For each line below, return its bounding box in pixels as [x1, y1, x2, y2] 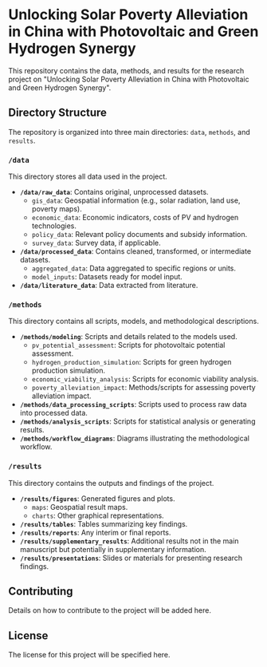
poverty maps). [31, 204, 82, 214]
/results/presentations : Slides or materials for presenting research [19, 553, 243, 562]
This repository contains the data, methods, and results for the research [8, 65, 245, 75]
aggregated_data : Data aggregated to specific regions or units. [31, 263, 237, 273]
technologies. [31, 221, 77, 231]
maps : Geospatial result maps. [31, 502, 128, 511]
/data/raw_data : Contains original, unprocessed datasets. [19, 187, 209, 197]
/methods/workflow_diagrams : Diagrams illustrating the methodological [19, 433, 249, 444]
